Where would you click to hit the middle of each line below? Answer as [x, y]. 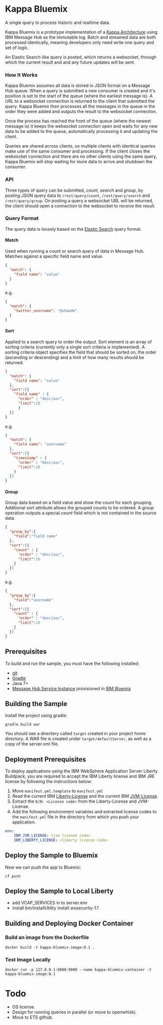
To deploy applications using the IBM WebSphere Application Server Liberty [81, 771]
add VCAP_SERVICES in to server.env [50, 903]
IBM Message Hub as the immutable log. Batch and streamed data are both [81, 37]
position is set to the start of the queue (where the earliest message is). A [79, 96]
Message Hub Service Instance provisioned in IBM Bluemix [71, 688]
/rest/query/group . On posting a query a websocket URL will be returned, [79, 200]
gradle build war [23, 724]
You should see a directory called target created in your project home [75, 734]
